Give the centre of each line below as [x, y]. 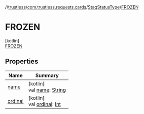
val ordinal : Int [45, 104]
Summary [47, 75]
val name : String [47, 90]
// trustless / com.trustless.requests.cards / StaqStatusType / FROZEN [72, 7]
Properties [22, 61]
